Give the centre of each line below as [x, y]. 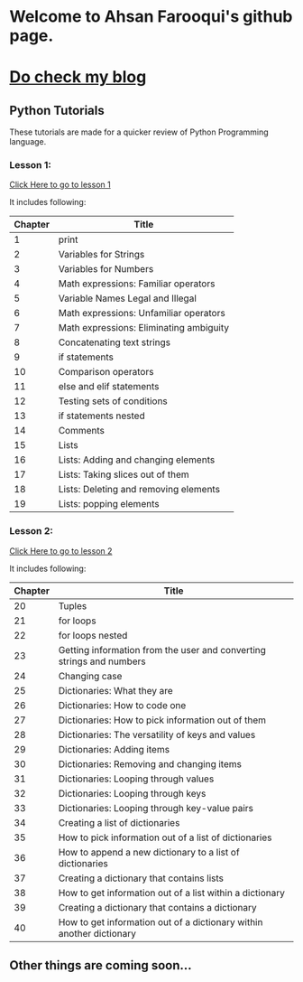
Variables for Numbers [106, 269]
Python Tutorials [57, 110]
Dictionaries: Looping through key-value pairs [156, 808]
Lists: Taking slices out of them [124, 474]
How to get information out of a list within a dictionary [172, 893]
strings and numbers [102, 661]
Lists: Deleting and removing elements [139, 490]
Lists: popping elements [109, 504]
